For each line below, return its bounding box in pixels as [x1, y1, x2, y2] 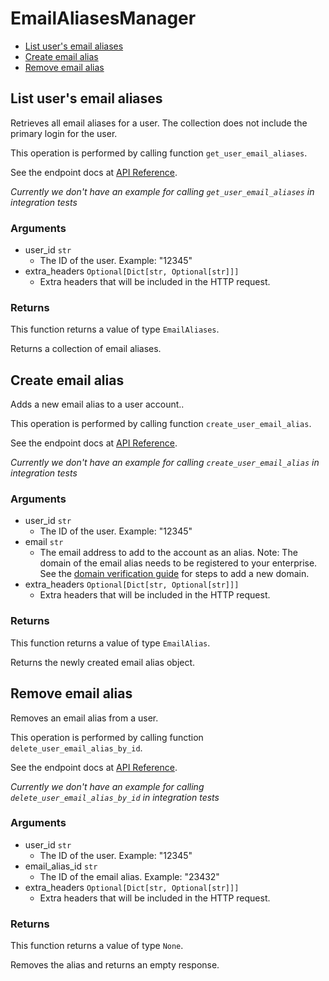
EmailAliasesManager [10, 7, 197, 30]
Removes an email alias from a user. [10, 712, 159, 724]
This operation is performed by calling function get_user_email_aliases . [10, 147, 308, 159]
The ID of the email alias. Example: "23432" [39, 870, 220, 882]
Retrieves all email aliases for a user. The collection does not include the [10, 117, 308, 129]
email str [24, 536, 64, 548]
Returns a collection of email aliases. [10, 343, 162, 355]
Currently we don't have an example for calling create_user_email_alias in [10, 457, 320, 469]
